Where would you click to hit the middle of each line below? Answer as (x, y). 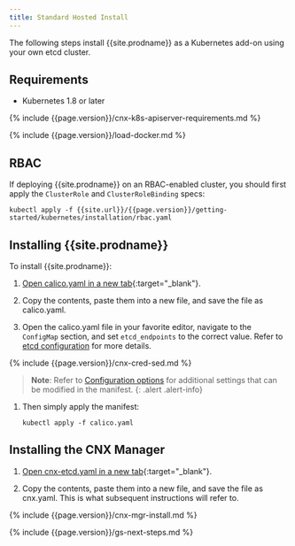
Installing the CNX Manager (87, 450)
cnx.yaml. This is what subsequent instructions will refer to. (130, 497)
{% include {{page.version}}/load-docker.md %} (97, 135)
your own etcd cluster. (50, 52)
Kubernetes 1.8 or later (63, 101)
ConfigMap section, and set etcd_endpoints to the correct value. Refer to (152, 336)
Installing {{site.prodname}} (89, 245)
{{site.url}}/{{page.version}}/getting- (152, 210)
